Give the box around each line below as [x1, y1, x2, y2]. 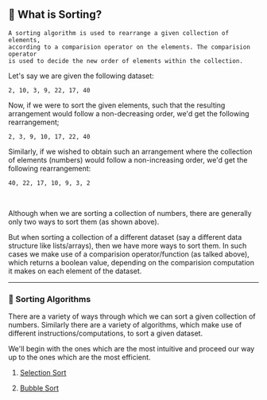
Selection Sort [19, 368, 67, 378]
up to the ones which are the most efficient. [8, 352, 151, 363]
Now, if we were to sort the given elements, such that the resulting [8, 100, 226, 110]
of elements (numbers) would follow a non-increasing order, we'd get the [8, 155, 248, 164]
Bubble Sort [19, 383, 60, 393]
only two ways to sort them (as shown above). [8, 217, 160, 226]
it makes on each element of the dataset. [8, 266, 142, 276]
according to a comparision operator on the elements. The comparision [8, 43, 250, 51]
